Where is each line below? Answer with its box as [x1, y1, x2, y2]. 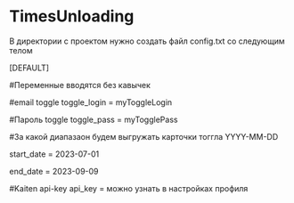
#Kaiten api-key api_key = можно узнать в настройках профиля [9, 183, 249, 193]
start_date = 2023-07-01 [9, 149, 100, 159]
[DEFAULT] [9, 62, 50, 73]
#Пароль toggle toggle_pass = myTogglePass [9, 114, 178, 125]
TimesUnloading [9, 6, 135, 27]
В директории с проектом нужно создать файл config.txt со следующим [9, 36, 285, 46]
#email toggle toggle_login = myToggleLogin [9, 96, 173, 108]
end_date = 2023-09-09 [9, 166, 100, 176]
